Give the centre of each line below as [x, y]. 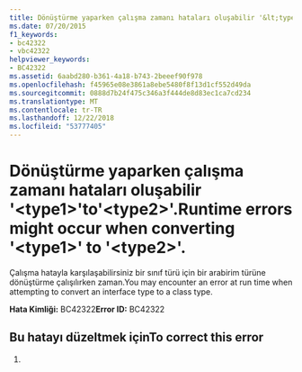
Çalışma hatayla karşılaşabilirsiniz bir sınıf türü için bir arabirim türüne [138, 272]
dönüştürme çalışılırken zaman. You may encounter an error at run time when [151, 282]
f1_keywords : [34, 34]
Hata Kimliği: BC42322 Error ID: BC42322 [87, 309]
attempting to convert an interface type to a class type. [111, 291]
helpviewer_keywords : [50, 59]
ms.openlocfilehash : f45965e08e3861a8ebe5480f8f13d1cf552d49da [130, 85]
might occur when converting [122, 228]
